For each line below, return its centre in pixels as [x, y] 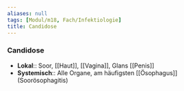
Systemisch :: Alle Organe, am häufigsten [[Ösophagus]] [97, 72]
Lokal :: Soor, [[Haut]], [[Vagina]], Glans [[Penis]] [86, 65]
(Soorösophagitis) [43, 80]
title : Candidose [32, 26]
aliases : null [28, 13]
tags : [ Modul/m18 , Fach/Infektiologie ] [64, 20]
